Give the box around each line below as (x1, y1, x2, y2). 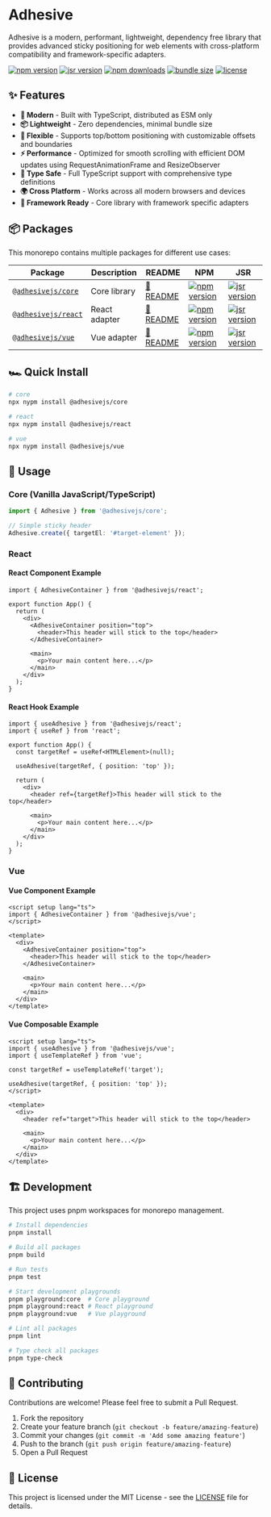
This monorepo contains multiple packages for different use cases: (8, 248, 231, 257)
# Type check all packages (8, 1346, 99, 1355)
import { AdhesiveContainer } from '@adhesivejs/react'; (8, 587, 204, 595)
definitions (19, 177, 56, 186)
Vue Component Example (8, 885, 96, 895)
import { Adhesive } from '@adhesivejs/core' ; (8, 507, 168, 516)
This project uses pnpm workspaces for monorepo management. (8, 1206, 224, 1215)
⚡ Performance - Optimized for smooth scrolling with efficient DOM (19, 148, 245, 158)
